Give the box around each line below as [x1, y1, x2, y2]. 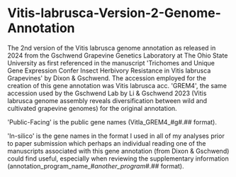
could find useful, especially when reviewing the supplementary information [7, 154, 229, 163]
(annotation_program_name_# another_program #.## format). [7, 161, 184, 170]
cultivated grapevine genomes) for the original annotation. [7, 104, 177, 112]
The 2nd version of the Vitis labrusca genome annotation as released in [7, 43, 216, 52]
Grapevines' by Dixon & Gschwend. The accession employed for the [7, 73, 207, 82]
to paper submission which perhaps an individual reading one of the [7, 139, 206, 147]
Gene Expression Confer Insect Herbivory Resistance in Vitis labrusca [7, 66, 211, 75]
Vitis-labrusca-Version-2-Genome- [7, 5, 221, 21]
